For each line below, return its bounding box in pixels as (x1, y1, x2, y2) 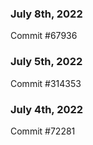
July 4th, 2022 (10, 102, 84, 116)
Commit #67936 (10, 30, 78, 42)
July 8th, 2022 (10, 7, 83, 21)
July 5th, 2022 (10, 55, 83, 69)
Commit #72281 (10, 125, 76, 137)
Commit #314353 (10, 77, 82, 89)
